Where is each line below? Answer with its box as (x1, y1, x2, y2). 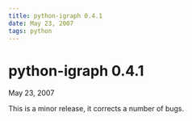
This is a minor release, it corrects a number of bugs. (8, 104, 185, 114)
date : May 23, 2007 (8, 19, 74, 27)
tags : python (8, 27, 52, 35)
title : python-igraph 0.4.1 (8, 11, 103, 20)
